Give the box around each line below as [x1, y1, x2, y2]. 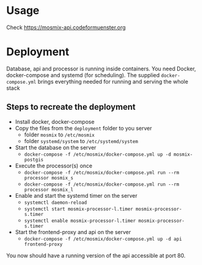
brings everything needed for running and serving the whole [37, 78, 189, 85]
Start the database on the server [15, 144, 96, 151]
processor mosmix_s [24, 175, 74, 181]
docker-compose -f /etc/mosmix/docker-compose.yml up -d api [24, 236, 182, 242]
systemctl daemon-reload [24, 200, 87, 206]
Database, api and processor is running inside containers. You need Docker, [6, 65, 196, 72]
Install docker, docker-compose [15, 118, 95, 125]
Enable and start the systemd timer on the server [15, 192, 138, 199]
